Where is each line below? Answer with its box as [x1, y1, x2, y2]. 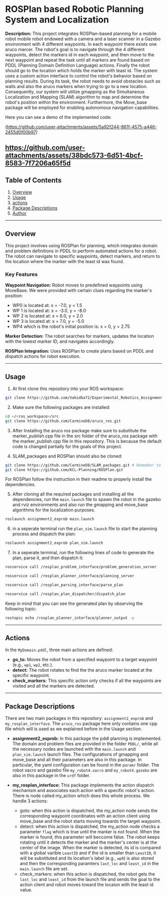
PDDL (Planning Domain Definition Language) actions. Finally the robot [5, 62, 150, 68]
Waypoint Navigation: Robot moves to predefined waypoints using [5, 282, 143, 288]
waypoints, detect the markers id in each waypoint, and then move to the [5, 51, 155, 58]
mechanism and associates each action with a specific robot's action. [12, 788, 155, 794]
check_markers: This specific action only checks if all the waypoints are [12, 678, 162, 684]
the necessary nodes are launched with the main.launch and [12, 746, 136, 752]
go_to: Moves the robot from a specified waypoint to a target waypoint [12, 657, 158, 663]
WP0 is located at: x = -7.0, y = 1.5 [12, 302, 83, 308]
